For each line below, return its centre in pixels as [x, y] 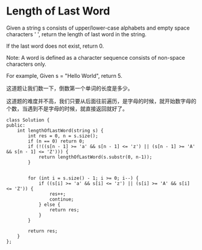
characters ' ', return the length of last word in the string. [76, 34]
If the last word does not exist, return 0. [55, 46]
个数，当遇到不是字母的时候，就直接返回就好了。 [67, 108]
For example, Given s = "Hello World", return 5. [64, 75]
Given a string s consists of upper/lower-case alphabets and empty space [98, 28]
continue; [62, 199]
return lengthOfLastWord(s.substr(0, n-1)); [95, 157]
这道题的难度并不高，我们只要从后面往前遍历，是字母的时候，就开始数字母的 [101, 101]
